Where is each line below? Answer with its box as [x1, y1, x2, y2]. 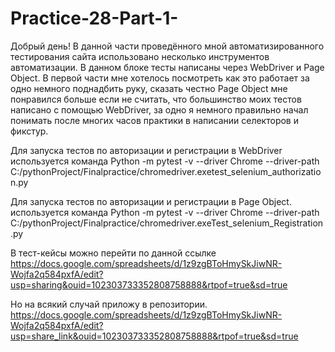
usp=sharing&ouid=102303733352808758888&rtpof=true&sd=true [10, 278, 288, 291]
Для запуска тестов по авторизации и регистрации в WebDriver [10, 144, 283, 156]
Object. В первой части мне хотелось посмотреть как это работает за [10, 72, 310, 84]
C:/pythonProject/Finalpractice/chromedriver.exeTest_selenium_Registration [10, 217, 324, 229]
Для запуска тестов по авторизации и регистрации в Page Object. [10, 195, 292, 207]
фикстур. [10, 125, 49, 137]
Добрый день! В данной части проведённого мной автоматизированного [10, 40, 325, 52]
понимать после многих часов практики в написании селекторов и [10, 114, 299, 126]
